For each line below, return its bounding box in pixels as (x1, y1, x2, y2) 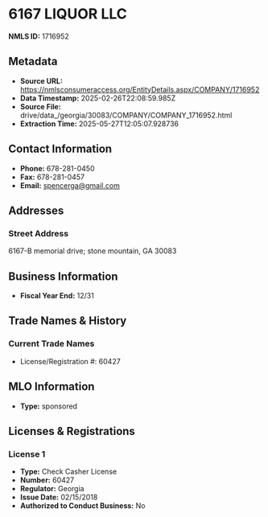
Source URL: (19, 76, 63, 85)
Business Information (8, 269, 118, 283)
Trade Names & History (8, 314, 127, 328)
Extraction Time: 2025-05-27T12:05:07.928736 (19, 118, 179, 129)
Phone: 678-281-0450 (19, 163, 95, 173)
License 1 (8, 448, 46, 459)
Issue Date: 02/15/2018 (19, 492, 98, 503)
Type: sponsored (19, 401, 78, 411)
